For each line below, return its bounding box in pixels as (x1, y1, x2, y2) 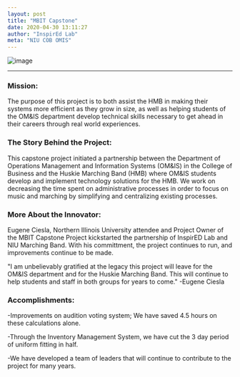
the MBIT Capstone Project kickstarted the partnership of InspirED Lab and (7, 233, 229, 242)
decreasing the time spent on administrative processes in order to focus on (7, 184, 229, 192)
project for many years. (7, 361, 76, 371)
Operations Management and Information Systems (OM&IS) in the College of (7, 161, 233, 170)
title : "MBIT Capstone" (7, 17, 79, 24)
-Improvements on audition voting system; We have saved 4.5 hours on (7, 311, 218, 320)
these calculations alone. (7, 319, 81, 328)
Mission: (7, 81, 39, 91)
